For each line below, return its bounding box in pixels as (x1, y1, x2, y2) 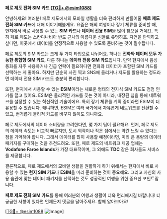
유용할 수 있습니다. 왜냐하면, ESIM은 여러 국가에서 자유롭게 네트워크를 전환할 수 (5, 105, 159, 111)
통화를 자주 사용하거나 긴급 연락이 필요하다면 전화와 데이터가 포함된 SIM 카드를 (5, 63, 158, 69)
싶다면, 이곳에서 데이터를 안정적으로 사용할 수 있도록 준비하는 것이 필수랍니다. (5, 40, 155, 46)
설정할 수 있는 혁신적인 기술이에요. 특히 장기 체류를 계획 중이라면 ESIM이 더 (14, 99, 160, 104)
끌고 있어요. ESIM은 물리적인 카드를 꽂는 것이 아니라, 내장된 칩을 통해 (14, 92, 148, 98)
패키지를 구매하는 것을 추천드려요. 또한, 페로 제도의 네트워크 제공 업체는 (5, 140, 143, 146)
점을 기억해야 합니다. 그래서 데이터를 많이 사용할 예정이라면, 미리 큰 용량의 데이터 (5, 134, 162, 140)
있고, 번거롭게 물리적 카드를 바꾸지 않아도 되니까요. (5, 111, 103, 117)
